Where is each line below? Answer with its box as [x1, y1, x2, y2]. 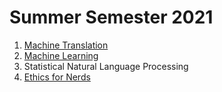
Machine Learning [23, 49, 99, 61]
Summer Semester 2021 [9, 6, 214, 29]
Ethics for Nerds [23, 71, 91, 83]
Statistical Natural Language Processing [23, 60, 189, 72]
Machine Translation [23, 39, 109, 51]
